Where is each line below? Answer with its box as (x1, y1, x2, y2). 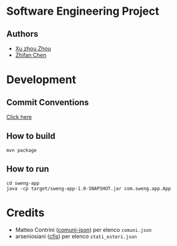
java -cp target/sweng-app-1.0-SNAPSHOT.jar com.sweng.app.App (6, 185, 171, 192)
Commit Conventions (6, 97, 89, 108)
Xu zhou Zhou (15, 45, 51, 52)
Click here (6, 113, 32, 121)
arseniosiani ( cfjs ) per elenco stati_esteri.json (15, 233, 137, 240)
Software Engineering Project (6, 4, 159, 18)
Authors (6, 29, 39, 39)
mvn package (6, 147, 37, 154)
